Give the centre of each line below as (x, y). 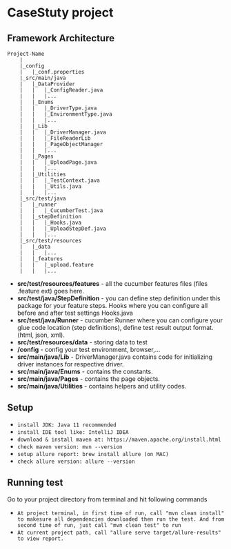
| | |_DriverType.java (58, 108)
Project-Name (26, 54)
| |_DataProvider (48, 84)
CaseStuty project (60, 13)
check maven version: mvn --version (70, 447)
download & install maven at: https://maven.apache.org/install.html (119, 439)
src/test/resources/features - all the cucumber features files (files (112, 283)
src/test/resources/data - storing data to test (82, 342)
